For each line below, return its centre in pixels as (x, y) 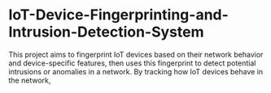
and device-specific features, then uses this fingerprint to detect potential (132, 63)
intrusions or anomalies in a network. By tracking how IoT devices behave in (136, 71)
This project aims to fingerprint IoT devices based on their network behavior (136, 54)
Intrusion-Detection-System (107, 32)
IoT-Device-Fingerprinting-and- (119, 15)
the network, (30, 80)
